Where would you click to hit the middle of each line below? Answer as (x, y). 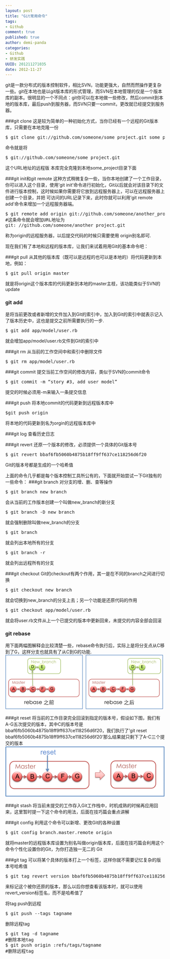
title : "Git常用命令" (27, 16)
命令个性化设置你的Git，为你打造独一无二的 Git (54, 849)
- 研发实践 (15, 59)
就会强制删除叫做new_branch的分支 (42, 522)
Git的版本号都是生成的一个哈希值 (39, 465)
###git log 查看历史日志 (30, 434)
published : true (22, 37)
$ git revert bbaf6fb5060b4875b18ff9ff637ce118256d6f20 (76, 454)
